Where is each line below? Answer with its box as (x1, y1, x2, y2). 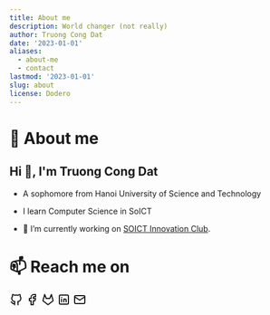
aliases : (9, 47, 43, 56)
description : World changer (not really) (9, 22, 169, 31)
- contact (17, 64, 54, 73)
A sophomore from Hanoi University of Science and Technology (22, 187, 262, 199)
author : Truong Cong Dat (9, 30, 103, 39)
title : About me (9, 13, 71, 23)
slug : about (9, 81, 54, 90)
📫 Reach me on (9, 256, 130, 277)
